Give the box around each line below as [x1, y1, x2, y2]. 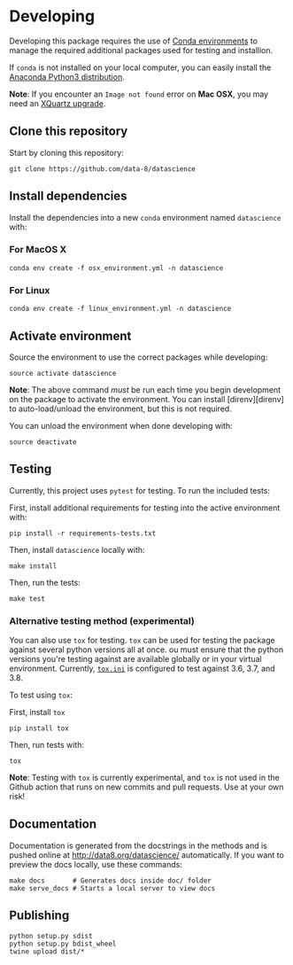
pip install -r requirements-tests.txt [9, 529, 157, 538]
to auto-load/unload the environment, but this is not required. [9, 403, 232, 414]
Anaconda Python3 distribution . [9, 71, 126, 82]
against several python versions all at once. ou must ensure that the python [9, 644, 284, 655]
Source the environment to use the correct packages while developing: [9, 352, 268, 362]
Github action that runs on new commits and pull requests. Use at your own [9, 782, 284, 792]
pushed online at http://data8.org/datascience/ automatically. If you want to [9, 849, 285, 860]
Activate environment [9, 328, 132, 343]
